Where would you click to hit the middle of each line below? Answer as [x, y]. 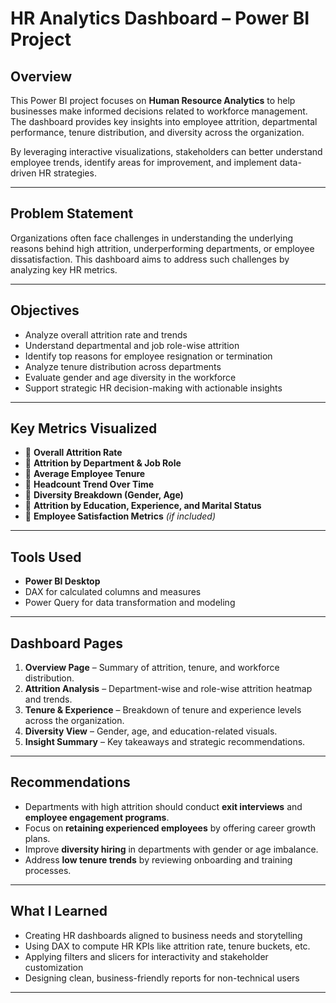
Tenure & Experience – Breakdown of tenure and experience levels [163, 710]
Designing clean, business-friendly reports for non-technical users [162, 978]
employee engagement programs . [97, 817]
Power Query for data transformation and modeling [130, 603]
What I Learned [59, 911]
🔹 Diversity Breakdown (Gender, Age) [104, 495]
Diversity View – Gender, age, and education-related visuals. [151, 731]
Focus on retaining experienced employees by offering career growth [170, 828]
